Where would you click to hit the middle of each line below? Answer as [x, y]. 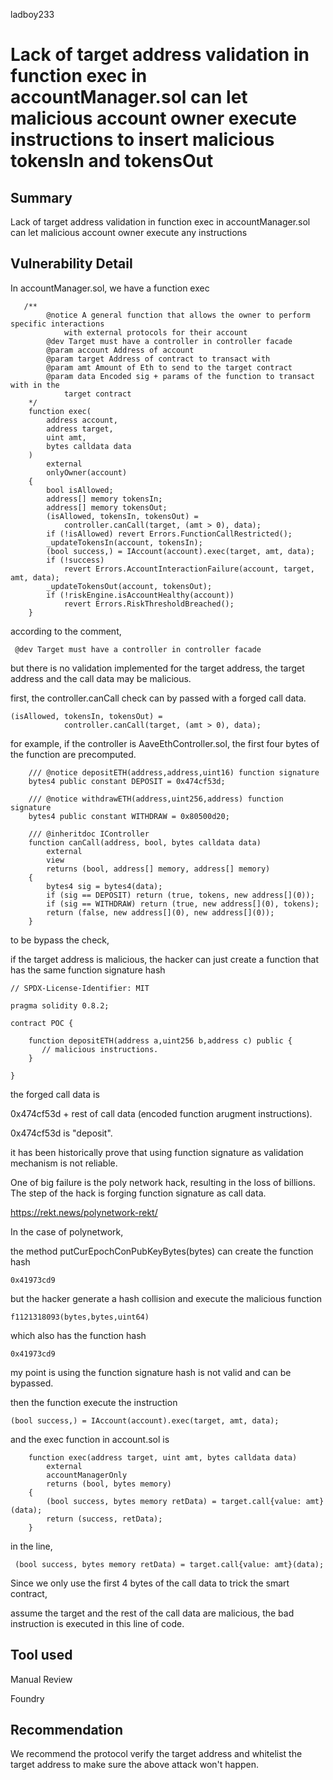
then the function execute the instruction [94, 1402]
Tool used [41, 1655]
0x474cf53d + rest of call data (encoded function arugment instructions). [161, 1113]
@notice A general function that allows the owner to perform [178, 315]
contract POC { [42, 1023]
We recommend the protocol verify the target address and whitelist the [156, 1754]
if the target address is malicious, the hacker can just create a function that [165, 959]
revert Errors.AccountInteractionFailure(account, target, [189, 569]
